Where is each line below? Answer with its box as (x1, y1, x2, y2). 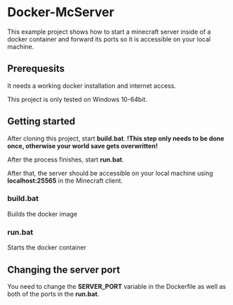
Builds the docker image (7, 209, 78, 218)
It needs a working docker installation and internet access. (7, 82, 177, 90)
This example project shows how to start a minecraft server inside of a (7, 27, 211, 36)
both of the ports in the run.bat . (7, 290, 100, 298)
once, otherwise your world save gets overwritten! (7, 141, 158, 150)
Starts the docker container (7, 243, 86, 252)
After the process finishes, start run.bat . (7, 155, 124, 164)
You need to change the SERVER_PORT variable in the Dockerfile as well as (7, 282, 227, 290)
